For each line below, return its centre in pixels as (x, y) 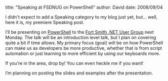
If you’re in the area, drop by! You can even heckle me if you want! (74, 63)
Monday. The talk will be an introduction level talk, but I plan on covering (81, 37)
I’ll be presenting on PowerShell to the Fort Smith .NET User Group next (80, 32)
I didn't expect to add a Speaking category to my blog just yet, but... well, (81, 17)
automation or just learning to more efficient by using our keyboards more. (83, 53)
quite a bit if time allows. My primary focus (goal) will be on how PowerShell (84, 43)
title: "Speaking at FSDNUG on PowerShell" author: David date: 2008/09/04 (84, 7)
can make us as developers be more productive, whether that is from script (84, 48)
